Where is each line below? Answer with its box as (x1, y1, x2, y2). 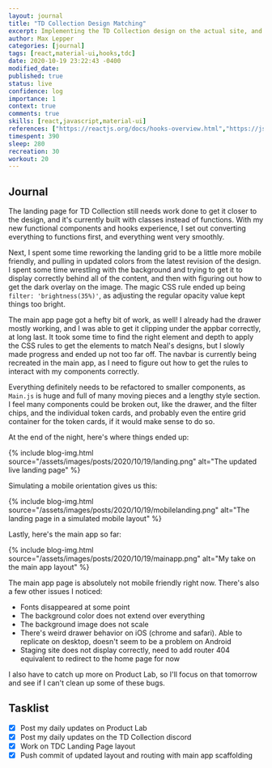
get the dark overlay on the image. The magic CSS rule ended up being (8, 282, 245, 292)
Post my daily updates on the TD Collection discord (19, 732, 192, 741)
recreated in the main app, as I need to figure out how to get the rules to (8, 358, 249, 368)
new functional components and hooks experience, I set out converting (8, 223, 247, 233)
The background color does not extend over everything (19, 611, 205, 621)
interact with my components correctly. (8, 367, 139, 376)
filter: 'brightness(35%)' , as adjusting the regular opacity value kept (8, 291, 245, 300)
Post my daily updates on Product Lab (19, 723, 147, 732)
